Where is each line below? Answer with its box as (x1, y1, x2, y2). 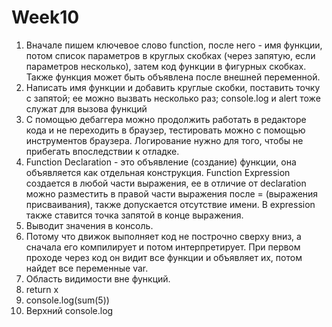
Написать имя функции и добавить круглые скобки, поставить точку (25, 81, 321, 93)
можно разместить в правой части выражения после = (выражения (25, 187, 319, 200)
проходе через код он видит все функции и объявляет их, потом (25, 251, 303, 263)
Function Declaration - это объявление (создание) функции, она (25, 156, 297, 168)
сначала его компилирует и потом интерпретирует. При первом (25, 241, 301, 253)
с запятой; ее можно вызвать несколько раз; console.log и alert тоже (25, 92, 321, 104)
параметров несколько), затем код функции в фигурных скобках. (25, 60, 307, 72)
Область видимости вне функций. (25, 272, 171, 285)
